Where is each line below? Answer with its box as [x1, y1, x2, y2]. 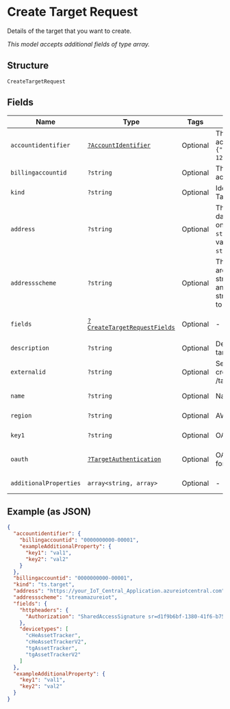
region [10, 411, 32, 420]
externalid [10, 368, 46, 376]
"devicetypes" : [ [19, 626, 69, 633]
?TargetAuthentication [87, 455, 162, 463]
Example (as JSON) [7, 506, 91, 517]
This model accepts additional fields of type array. [7, 40, 151, 48]
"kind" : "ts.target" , [13, 581, 75, 589]
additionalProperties [10, 479, 81, 487]
